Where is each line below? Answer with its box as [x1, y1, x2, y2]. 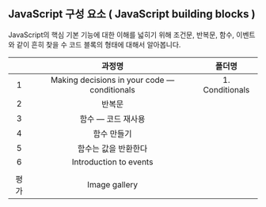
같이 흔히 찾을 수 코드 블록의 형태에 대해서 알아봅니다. [16, 40, 181, 49]
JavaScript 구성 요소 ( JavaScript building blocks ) [8, 7, 256, 21]
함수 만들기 [93, 128, 132, 139]
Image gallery [86, 179, 139, 190]
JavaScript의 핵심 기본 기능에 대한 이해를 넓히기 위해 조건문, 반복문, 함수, [8, 30, 235, 40]
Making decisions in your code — [50, 74, 175, 85]
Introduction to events [71, 156, 154, 167]
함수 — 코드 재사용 [79, 113, 146, 124]
